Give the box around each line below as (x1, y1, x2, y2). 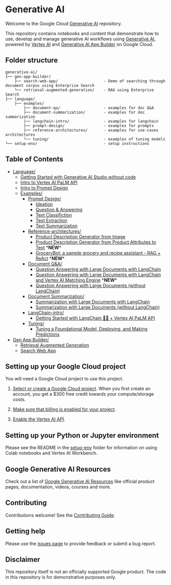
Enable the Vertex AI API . (12, 416, 65, 422)
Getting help (5, 527, 45, 535)
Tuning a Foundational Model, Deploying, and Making (35, 326, 148, 332)
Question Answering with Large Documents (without (35, 282, 146, 288)
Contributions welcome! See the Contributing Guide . (5, 512, 115, 518)
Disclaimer (5, 555, 40, 564)
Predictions (35, 331, 60, 337)
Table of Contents (5, 155, 64, 164)
